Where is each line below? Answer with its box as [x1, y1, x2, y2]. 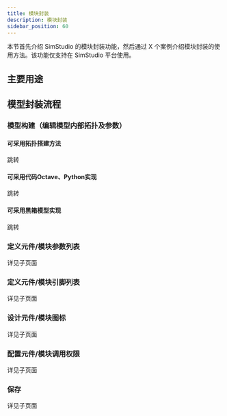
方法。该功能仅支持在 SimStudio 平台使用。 [12, 51, 135, 59]
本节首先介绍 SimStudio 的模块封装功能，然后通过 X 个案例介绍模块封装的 [7, 43, 215, 51]
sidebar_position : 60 [7, 23, 69, 30]
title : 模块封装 [7, 10, 49, 17]
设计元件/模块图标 [7, 313, 66, 323]
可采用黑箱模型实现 [7, 207, 62, 215]
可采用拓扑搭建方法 [7, 139, 62, 148]
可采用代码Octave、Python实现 [7, 172, 97, 181]
